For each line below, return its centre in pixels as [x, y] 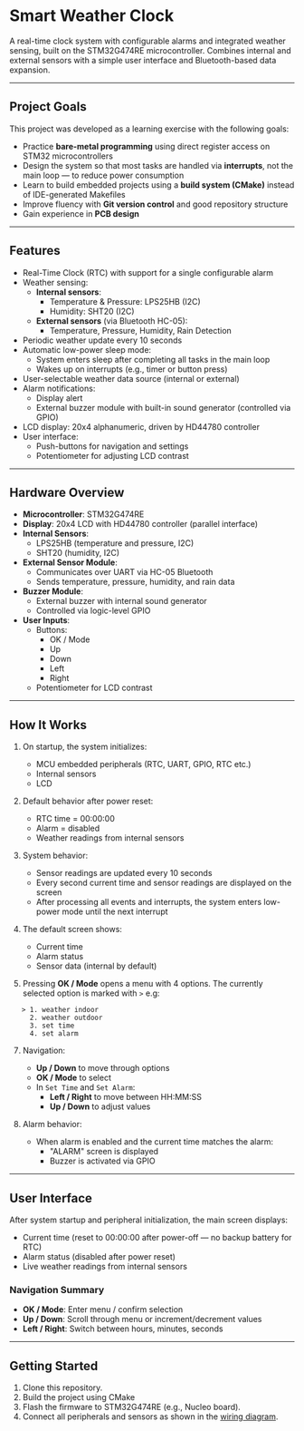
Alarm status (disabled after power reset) [99, 1256]
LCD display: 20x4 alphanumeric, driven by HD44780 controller [141, 426]
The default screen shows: [72, 930]
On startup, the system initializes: [85, 747]
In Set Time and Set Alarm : [85, 1087]
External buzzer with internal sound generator [122, 601]
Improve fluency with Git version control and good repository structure [155, 204]
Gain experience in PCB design [81, 213]
